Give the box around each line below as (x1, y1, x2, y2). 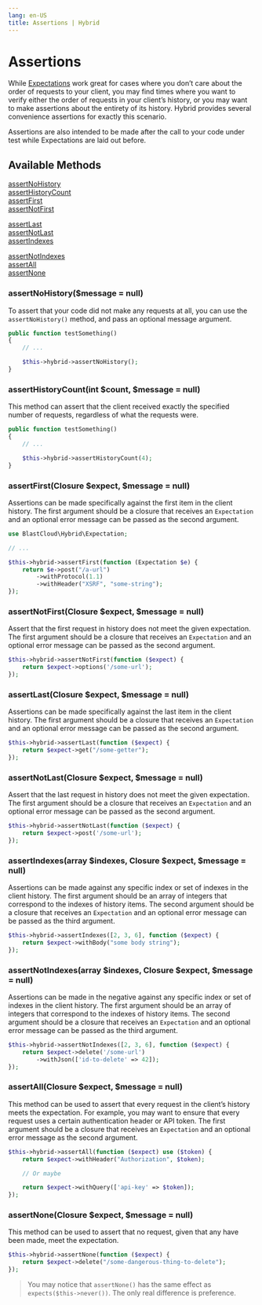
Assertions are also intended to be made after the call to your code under (8, 127, 245, 137)
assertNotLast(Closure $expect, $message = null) (8, 772, 203, 783)
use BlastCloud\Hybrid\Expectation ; (8, 530, 128, 538)
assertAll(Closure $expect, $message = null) (8, 1082, 183, 1093)
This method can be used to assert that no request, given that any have (8, 1227, 239, 1237)
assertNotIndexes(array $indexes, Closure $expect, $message (8, 965, 253, 976)
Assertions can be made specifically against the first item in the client (8, 498, 233, 507)
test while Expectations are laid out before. (8, 135, 147, 145)
